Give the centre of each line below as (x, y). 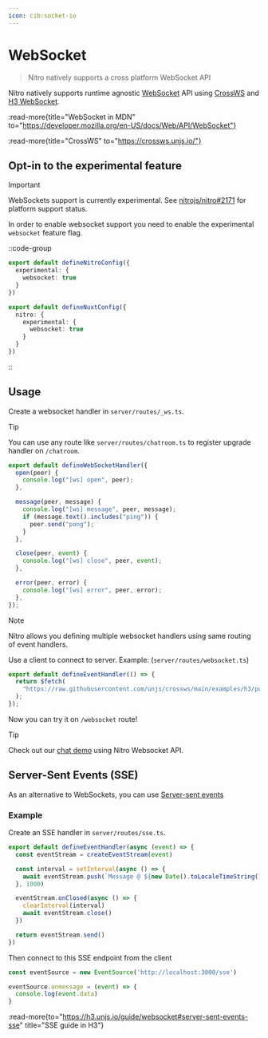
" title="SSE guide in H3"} (62, 1025)
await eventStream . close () (67, 913)
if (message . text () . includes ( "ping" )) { (91, 517)
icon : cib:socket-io (43, 16)
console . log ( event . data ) (57, 994)
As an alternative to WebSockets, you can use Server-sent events (116, 794)
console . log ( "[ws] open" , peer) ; (78, 480)
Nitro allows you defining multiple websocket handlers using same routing (130, 636)
